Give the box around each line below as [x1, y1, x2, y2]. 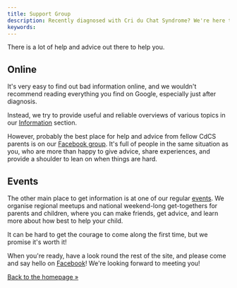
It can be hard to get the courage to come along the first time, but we [7, 231, 208, 238]
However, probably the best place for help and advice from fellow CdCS [7, 132, 217, 141]
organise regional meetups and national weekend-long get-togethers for [7, 202, 218, 209]
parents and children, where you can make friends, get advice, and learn [7, 209, 219, 217]
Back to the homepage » [7, 273, 79, 281]
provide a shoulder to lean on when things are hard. [7, 155, 157, 163]
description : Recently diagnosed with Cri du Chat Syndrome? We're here [7, 17, 226, 24]
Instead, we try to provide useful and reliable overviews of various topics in [7, 111, 226, 120]
